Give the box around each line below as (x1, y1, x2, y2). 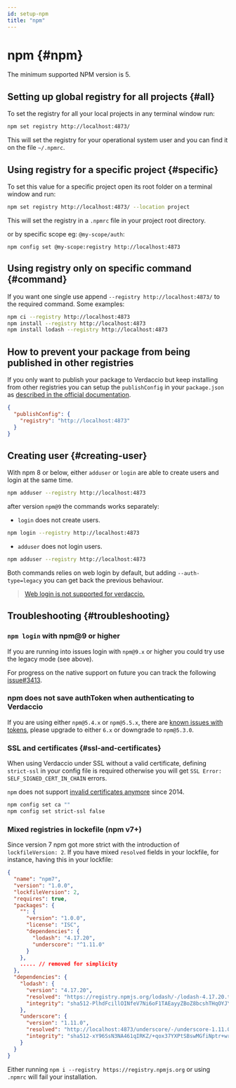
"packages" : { (13, 902, 55, 909)
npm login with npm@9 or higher (7, 631, 121, 641)
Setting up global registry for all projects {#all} (7, 91, 216, 103)
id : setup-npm (7, 10, 49, 18)
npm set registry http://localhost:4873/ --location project (7, 203, 190, 210)
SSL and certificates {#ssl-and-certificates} (7, 743, 162, 753)
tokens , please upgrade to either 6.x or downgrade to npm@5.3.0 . (7, 726, 195, 734)
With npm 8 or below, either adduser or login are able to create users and (7, 469, 219, 477)
